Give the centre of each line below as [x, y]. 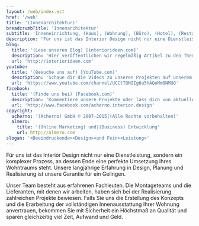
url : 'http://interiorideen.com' [53, 61]
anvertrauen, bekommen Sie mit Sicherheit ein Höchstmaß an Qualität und [97, 210]
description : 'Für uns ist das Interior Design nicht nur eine [86, 39]
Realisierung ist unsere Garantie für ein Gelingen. [66, 174]
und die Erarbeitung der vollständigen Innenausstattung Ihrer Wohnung [93, 204]
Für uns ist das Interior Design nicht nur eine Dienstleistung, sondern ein [94, 155]
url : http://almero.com [46, 133]
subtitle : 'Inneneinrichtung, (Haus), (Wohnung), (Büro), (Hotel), [91, 34]
